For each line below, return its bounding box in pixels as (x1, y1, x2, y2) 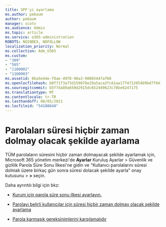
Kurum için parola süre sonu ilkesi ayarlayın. (12, 191, 102, 197)
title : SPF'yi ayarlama (5, 7, 54, 12)
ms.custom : (5, 53, 28, 58)
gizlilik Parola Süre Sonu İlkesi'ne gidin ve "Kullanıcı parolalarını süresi (5, 162, 147, 168)
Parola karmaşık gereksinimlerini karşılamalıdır (12, 216, 107, 222)
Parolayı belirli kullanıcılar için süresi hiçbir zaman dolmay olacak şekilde (12, 201, 160, 207)
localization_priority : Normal (5, 44, 70, 49)
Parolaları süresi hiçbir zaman (5, 125, 130, 136)
